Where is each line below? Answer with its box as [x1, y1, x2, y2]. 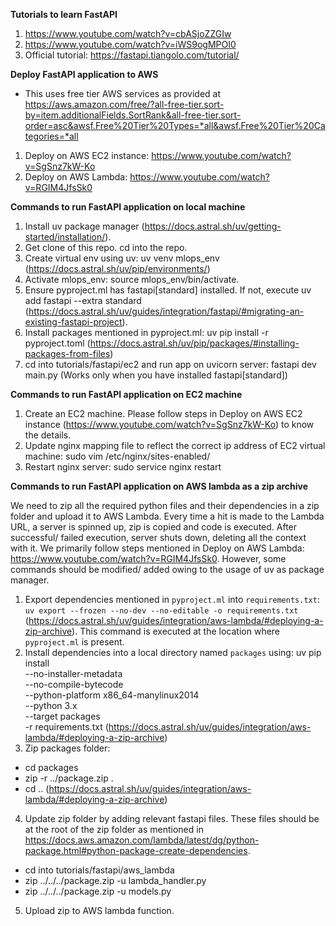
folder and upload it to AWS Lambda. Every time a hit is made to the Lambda [10, 510, 325, 522]
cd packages [24, 762, 79, 773]
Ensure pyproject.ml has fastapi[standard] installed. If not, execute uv [24, 284, 312, 296]
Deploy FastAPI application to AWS [10, 69, 159, 80]
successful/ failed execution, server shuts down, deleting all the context [10, 532, 307, 543]
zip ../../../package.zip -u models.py [24, 885, 172, 897]
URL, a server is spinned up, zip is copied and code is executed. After [10, 521, 298, 533]
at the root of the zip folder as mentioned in [24, 824, 204, 835]
